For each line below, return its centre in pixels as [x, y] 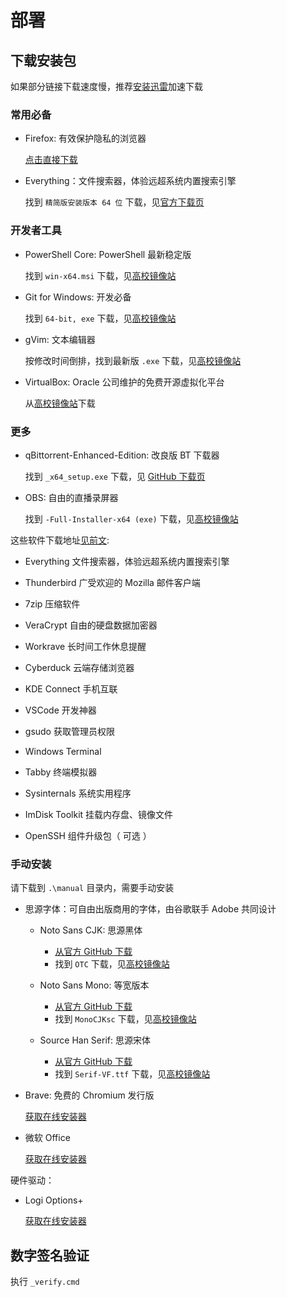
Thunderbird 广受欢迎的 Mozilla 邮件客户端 [112, 582]
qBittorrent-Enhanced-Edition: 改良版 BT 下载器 [122, 455]
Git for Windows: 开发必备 [78, 297]
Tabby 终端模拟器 [61, 772]
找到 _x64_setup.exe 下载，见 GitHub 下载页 [115, 476]
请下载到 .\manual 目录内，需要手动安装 [92, 888]
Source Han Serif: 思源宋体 [95, 1040]
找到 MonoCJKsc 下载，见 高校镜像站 [125, 1019]
